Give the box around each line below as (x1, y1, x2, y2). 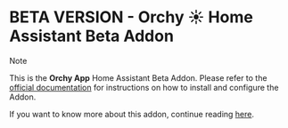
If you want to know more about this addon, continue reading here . (9, 108, 255, 119)
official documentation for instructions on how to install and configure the (9, 82, 279, 92)
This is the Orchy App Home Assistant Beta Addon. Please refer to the (9, 72, 267, 83)
